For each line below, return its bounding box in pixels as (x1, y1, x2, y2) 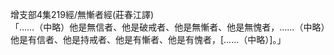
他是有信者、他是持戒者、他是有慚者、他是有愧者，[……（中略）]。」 (10, 34, 287, 45)
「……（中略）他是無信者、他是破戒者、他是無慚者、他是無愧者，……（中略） (10, 21, 326, 33)
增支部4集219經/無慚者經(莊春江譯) (10, 9, 155, 20)
